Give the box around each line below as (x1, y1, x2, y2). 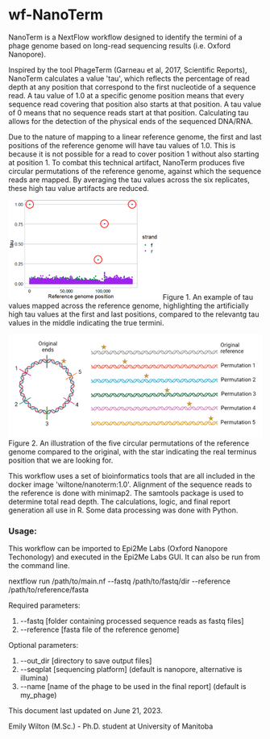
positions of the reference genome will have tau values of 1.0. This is (8, 140, 236, 150)
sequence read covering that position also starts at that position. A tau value (8, 99, 262, 109)
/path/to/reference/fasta (8, 585, 89, 595)
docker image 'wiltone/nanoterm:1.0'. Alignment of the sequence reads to (8, 480, 252, 489)
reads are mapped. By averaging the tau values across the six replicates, (8, 175, 250, 185)
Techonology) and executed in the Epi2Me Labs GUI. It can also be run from (8, 552, 260, 562)
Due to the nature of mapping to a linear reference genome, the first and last (8, 131, 262, 142)
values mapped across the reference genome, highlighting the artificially (8, 301, 250, 310)
